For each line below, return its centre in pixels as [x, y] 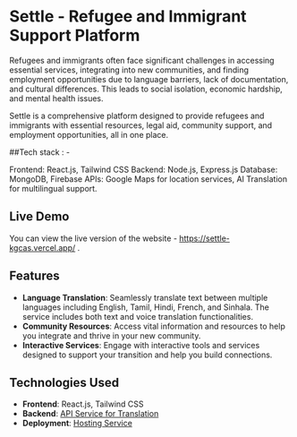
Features [34, 276]
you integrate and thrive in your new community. [111, 335]
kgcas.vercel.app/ [42, 247]
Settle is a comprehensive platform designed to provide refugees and [137, 116]
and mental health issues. [57, 98]
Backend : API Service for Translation [90, 414]
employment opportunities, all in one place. [89, 134]
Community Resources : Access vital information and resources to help [154, 326]
